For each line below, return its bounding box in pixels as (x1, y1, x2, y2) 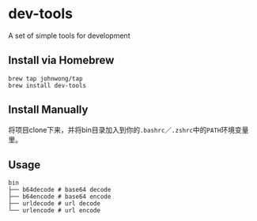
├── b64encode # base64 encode (8, 193, 111, 201)
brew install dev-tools (8, 81, 87, 89)
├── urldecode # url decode (8, 200, 101, 208)
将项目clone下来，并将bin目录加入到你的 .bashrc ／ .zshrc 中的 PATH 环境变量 (8, 125, 249, 134)
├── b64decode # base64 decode (8, 186, 111, 194)
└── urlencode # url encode (8, 207, 101, 215)
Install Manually (8, 103, 89, 117)
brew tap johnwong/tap (8, 74, 83, 83)
